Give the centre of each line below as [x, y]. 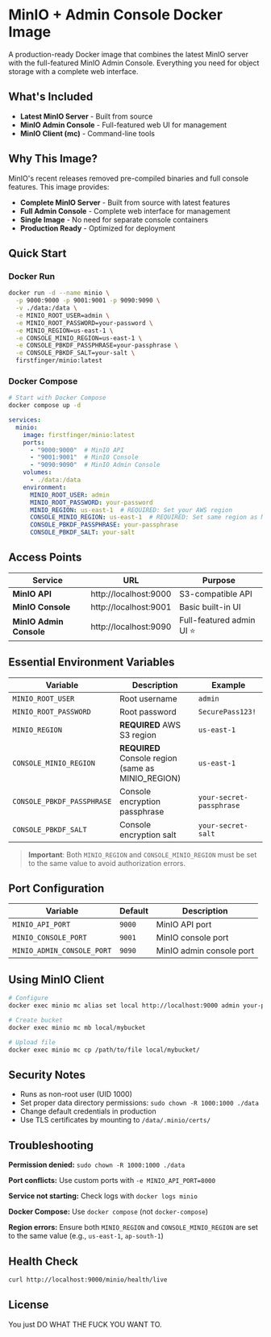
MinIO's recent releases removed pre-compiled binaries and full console [129, 178]
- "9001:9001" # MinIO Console [84, 457]
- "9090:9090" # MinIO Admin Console [95, 465]
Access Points [45, 558]
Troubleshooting [51, 1145]
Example [229, 685]
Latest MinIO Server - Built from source [86, 116]
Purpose [219, 580]
